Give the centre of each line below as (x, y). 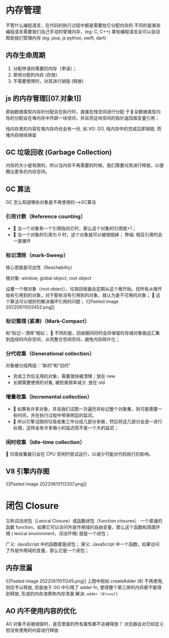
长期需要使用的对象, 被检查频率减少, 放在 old (59, 383)
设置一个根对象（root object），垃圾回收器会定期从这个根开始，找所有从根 (82, 288)
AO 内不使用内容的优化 (41, 611)
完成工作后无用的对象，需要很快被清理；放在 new (64, 376)
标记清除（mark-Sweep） (37, 255)
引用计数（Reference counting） (46, 216)
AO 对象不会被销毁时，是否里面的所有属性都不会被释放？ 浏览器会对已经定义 (85, 624)
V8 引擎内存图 (28, 471)
